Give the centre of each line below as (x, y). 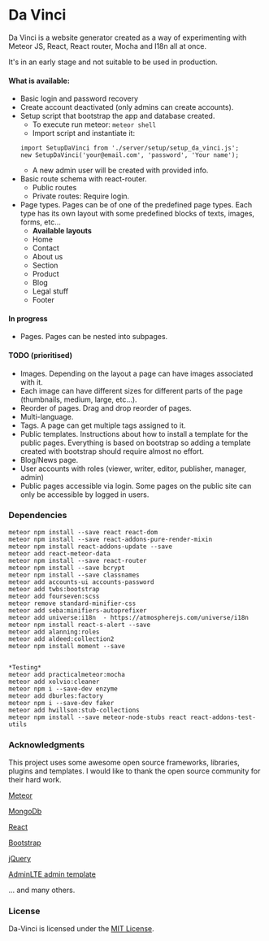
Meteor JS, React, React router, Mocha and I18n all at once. (108, 46)
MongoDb (25, 812)
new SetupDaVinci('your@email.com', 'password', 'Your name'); (130, 155)
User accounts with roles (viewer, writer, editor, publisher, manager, (133, 468)
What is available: (39, 81)
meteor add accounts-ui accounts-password (81, 582)
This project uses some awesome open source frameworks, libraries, (124, 763)
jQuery (20, 859)
